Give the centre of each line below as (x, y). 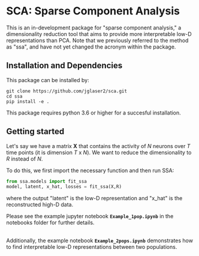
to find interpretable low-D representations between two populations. (92, 247)
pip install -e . (28, 101)
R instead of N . (25, 159)
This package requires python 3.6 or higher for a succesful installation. (94, 113)
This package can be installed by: (48, 80)
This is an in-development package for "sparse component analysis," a (94, 28)
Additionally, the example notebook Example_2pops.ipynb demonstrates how (100, 240)
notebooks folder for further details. (50, 222)
